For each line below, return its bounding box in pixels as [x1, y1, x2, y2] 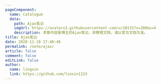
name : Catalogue [9, 12, 43, 17]
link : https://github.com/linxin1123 [9, 72, 88, 77]
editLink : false [5, 58, 39, 63]
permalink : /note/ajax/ [5, 44, 54, 49]
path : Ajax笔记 [14, 21, 44, 26]
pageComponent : [5, 7, 37, 12]
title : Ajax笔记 [5, 35, 37, 40]
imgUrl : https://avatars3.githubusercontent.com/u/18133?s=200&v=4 [14, 26, 156, 31]
